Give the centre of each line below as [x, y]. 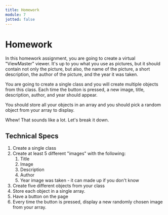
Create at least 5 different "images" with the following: [69, 154]
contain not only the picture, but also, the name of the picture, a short [78, 69]
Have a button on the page [40, 197]
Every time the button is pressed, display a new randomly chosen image [88, 202]
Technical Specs [32, 136]
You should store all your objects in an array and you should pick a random [83, 105]
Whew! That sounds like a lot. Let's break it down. [57, 120]
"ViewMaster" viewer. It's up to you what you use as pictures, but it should [83, 64]
